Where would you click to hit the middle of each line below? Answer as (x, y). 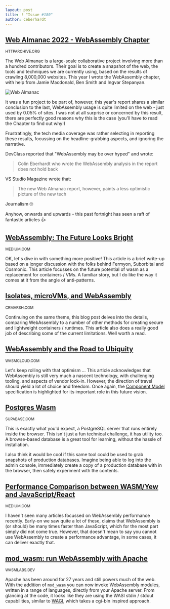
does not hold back (38, 169)
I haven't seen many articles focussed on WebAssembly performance (78, 516)
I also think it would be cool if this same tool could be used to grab (74, 455)
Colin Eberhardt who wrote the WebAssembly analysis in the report (88, 164)
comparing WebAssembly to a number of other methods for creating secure (84, 322)
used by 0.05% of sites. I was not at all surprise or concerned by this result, (84, 113)
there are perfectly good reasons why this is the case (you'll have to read (81, 118)
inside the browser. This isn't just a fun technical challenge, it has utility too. (84, 434)
